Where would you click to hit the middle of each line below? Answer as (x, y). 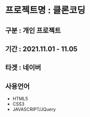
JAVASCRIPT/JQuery (34, 109)
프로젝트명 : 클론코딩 (45, 10)
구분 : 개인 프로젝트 (33, 30)
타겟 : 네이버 (23, 68)
